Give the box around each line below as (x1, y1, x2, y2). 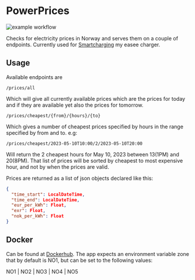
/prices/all (6, 85, 35, 91)
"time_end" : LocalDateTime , (11, 197, 80, 203)
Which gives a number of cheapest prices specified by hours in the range (6, 123, 183, 130)
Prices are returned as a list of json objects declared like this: (6, 175, 153, 182)
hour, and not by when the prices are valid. (6, 163, 110, 170)
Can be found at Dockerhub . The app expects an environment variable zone (6, 250, 189, 257)
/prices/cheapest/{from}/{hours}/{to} (6, 112, 101, 118)
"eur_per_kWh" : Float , (11, 202, 67, 209)
